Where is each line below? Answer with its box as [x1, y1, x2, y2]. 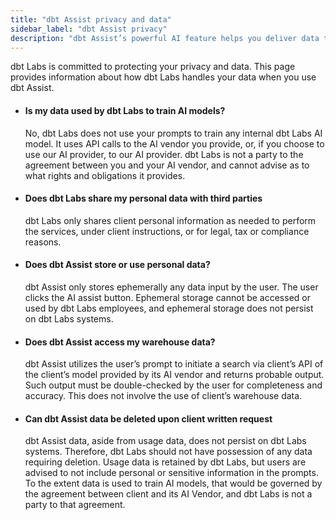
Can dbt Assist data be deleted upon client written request [24, 412, 273, 425]
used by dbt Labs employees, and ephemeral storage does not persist [24, 302, 314, 314]
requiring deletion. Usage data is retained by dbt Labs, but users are [24, 456, 307, 468]
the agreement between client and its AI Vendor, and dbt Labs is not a [24, 488, 313, 500]
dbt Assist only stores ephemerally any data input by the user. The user [24, 281, 319, 293]
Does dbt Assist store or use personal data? [24, 259, 211, 271]
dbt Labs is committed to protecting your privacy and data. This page [10, 61, 296, 73]
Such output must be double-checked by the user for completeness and [24, 379, 323, 391]
